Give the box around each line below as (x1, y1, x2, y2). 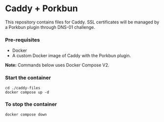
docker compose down (5, 112, 47, 117)
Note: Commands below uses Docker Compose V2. (5, 62, 110, 68)
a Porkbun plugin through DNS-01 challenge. (5, 24, 95, 30)
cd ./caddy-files (5, 85, 41, 90)
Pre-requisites (5, 36, 40, 43)
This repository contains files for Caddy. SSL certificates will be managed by (5, 19, 160, 25)
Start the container (5, 74, 51, 81)
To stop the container (5, 101, 57, 108)
